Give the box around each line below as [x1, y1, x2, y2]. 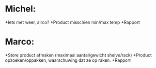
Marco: [5, 36, 35, 47]
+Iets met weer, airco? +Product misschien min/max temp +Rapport [5, 19, 140, 25]
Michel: [5, 3, 36, 14]
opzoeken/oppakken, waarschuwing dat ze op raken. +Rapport [5, 57, 131, 63]
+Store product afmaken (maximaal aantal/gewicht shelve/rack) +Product [5, 52, 152, 58]
